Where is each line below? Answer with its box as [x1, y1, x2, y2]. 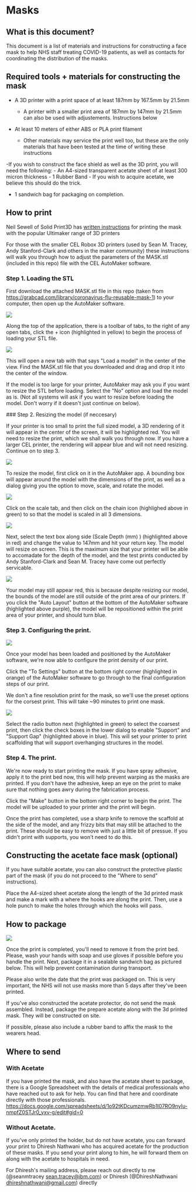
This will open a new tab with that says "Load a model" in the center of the [6, 357, 186, 364]
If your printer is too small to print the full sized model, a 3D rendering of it [6, 422, 185, 429]
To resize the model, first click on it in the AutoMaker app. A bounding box [6, 470, 185, 477]
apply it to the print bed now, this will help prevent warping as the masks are [6, 773, 190, 780]
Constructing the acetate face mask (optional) [6, 850, 178, 860]
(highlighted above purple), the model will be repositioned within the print [6, 605, 183, 612]
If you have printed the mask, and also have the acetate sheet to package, [6, 1077, 185, 1085]
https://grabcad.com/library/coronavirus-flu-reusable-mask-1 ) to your [6, 294, 174, 301]
